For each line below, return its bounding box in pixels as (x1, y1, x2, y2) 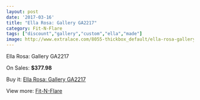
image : (6, 36, 23, 42)
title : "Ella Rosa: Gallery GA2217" (6, 20, 97, 26)
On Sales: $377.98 (6, 64, 52, 71)
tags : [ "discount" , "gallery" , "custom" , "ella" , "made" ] (6, 31, 143, 37)
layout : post (6, 8, 39, 15)
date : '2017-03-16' (6, 14, 55, 20)
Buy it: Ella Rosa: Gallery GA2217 (6, 76, 86, 83)
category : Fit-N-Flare (6, 25, 62, 32)
